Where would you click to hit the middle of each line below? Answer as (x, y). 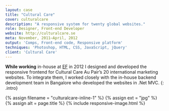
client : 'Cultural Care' (31, 52)
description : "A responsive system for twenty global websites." (75, 24)
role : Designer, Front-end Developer (45, 29)
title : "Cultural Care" (30, 15)
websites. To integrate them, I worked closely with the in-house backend (81, 77)
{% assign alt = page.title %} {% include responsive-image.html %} (75, 103)
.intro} (12, 88)
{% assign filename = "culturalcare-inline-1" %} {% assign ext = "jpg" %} (81, 98)
